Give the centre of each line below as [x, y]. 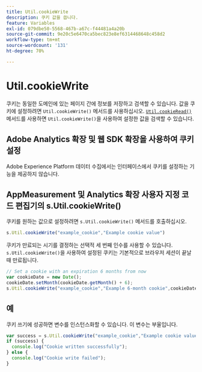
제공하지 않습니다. [38, 174]
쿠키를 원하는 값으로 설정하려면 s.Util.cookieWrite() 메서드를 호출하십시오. [96, 222]
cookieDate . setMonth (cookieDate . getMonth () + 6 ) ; [70, 283]
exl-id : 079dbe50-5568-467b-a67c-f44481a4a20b [66, 29]
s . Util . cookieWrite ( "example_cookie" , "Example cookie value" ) [86, 233]
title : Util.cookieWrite [37, 12]
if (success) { [25, 341]
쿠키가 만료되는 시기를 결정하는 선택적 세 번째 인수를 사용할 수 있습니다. [90, 245]
